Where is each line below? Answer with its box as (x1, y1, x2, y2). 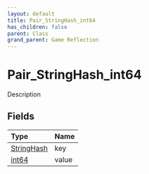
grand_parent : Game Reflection (7, 37, 99, 44)
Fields (7, 111, 35, 123)
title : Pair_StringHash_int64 (7, 17, 96, 24)
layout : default (7, 10, 55, 18)
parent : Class (7, 30, 49, 37)
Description (7, 90, 41, 99)
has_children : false (7, 23, 68, 30)
